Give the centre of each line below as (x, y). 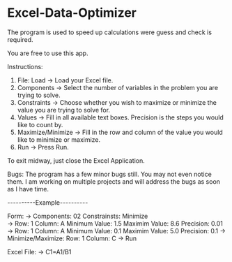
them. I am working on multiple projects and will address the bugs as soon (114, 181)
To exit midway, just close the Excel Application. (76, 160)
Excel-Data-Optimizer (72, 13)
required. (20, 39)
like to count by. (40, 124)
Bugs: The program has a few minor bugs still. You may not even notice (110, 174)
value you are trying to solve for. (63, 110)
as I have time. (28, 189)
